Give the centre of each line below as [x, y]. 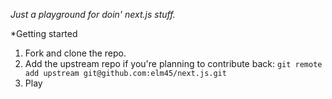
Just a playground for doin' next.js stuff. [93, 14]
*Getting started [44, 33]
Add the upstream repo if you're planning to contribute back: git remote [173, 63]
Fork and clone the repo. [75, 53]
